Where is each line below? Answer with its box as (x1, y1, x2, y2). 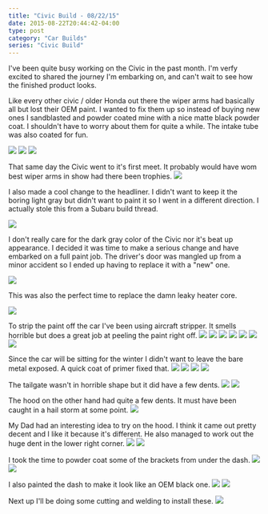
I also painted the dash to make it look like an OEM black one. (8, 480, 210, 489)
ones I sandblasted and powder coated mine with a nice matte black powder (8, 113, 260, 122)
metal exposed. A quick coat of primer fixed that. (8, 363, 170, 373)
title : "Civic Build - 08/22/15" (8, 11, 120, 20)
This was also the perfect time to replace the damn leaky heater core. (8, 291, 238, 300)
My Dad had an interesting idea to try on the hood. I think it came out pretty (8, 421, 257, 431)
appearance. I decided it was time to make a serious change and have (8, 243, 239, 253)
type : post (8, 26, 45, 34)
